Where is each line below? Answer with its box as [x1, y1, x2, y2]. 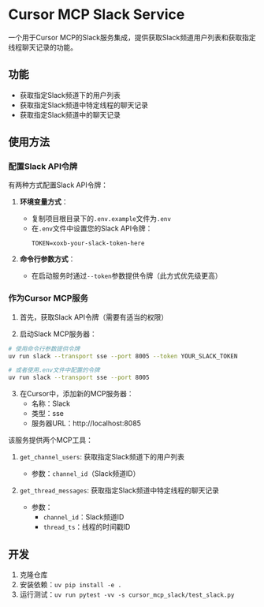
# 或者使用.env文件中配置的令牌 [8, 366, 100, 374]
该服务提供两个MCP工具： [8, 436, 93, 445]
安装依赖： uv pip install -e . [19, 580, 122, 590]
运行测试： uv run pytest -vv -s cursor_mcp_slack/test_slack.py [19, 590, 235, 599]
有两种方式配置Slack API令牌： [8, 180, 109, 190]
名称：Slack [31, 399, 71, 408]
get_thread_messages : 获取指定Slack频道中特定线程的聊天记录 [19, 485, 219, 495]
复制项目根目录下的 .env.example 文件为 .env [31, 214, 172, 223]
